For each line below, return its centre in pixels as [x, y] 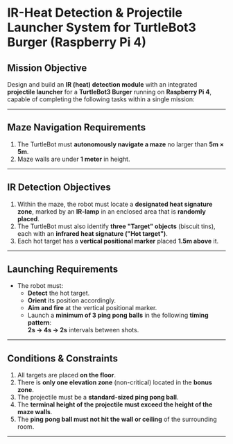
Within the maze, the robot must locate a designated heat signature [115, 204]
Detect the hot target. [59, 293]
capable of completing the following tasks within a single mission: [101, 99]
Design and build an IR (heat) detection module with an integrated [102, 84]
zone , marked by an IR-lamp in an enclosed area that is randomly [111, 211]
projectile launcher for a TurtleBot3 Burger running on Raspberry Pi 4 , [109, 92]
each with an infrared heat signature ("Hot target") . [92, 233]
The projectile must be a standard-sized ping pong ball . [98, 398]
